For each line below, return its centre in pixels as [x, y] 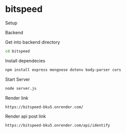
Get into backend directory [33, 42]
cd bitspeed [17, 51]
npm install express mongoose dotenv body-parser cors [63, 70]
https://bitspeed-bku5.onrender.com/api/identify [58, 126]
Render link [17, 98]
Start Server [18, 79]
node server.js [21, 88]
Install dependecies [25, 61]
